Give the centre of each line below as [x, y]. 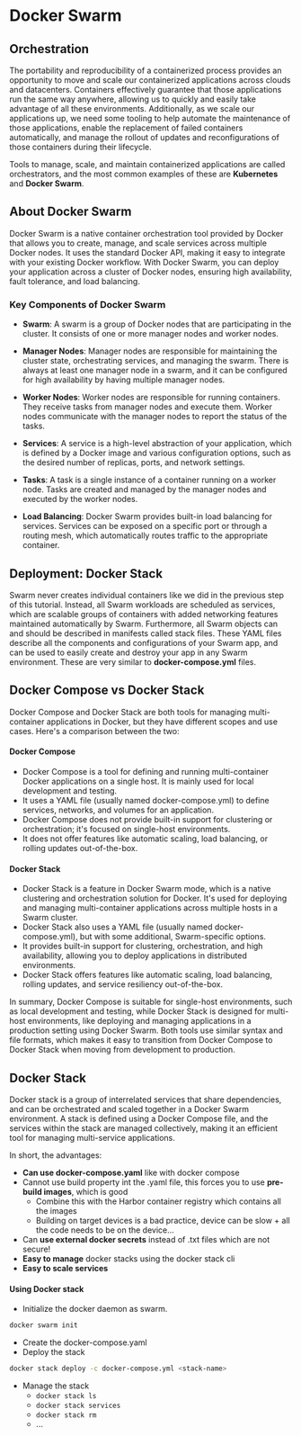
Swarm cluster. [50, 918]
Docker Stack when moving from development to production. [122, 1050]
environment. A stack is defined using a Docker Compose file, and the [139, 1118]
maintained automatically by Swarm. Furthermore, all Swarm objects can [144, 624]
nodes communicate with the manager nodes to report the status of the [155, 417]
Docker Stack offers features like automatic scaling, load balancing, [147, 975]
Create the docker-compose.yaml [84, 1342]
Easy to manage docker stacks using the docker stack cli [128, 1258]
